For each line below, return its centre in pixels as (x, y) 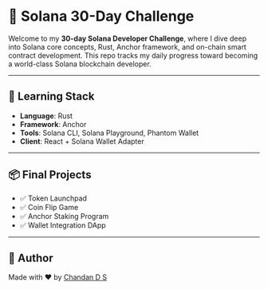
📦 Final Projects (50, 175)
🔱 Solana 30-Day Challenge (101, 16)
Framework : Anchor (53, 124)
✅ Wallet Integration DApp (63, 225)
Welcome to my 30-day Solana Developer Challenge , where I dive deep (128, 38)
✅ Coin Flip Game (49, 207)
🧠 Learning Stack (51, 96)
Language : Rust (46, 116)
